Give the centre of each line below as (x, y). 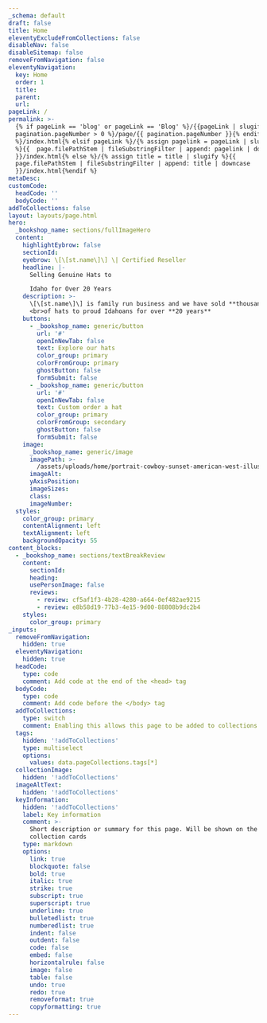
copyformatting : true (65, 1007)
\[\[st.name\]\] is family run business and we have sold (127, 304)
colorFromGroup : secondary (81, 423)
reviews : (44, 593)
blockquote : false (60, 866)
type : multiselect (53, 748)
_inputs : (23, 630)
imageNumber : (51, 504)
